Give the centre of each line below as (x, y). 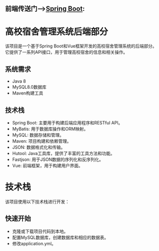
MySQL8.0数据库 (29, 87)
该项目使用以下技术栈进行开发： (37, 202)
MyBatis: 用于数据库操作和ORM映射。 (50, 129)
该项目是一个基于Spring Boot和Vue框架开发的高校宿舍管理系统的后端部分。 (81, 46)
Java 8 (19, 81)
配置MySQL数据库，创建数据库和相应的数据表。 (60, 237)
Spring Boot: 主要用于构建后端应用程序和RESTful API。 (67, 123)
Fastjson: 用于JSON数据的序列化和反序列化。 (58, 159)
